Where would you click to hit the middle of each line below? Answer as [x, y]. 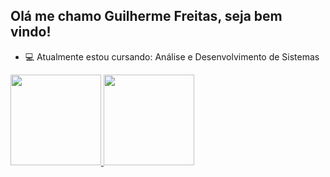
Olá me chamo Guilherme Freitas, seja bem [146, 16]
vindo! [31, 32]
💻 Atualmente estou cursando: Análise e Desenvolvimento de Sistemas [172, 56]
